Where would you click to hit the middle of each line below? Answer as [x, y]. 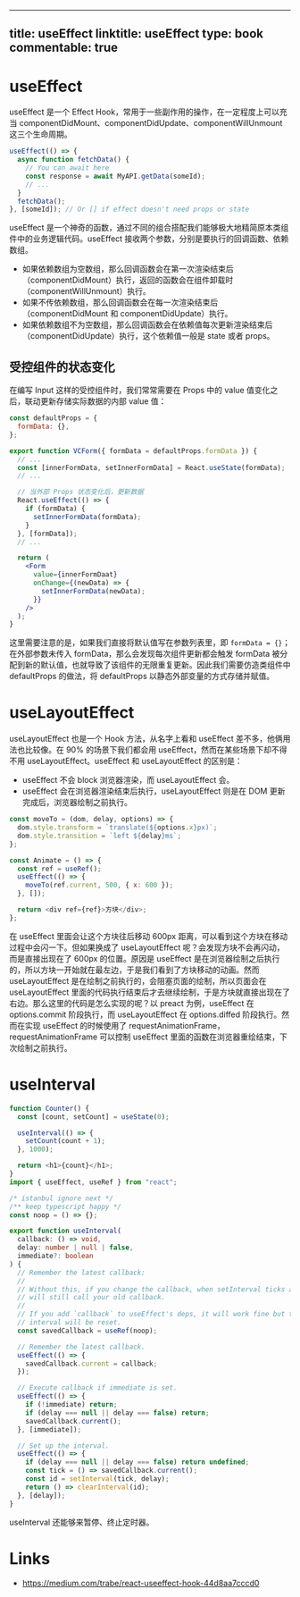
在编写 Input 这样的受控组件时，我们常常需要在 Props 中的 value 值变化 [140, 391]
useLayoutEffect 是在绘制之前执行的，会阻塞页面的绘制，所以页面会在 [138, 980]
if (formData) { [56, 509]
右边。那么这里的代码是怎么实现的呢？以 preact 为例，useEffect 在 [132, 1003]
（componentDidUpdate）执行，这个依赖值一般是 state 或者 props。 [148, 336]
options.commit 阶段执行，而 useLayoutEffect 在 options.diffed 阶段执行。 [146, 1014]
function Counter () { [50, 1108]
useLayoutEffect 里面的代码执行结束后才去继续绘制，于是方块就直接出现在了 [150, 992]
